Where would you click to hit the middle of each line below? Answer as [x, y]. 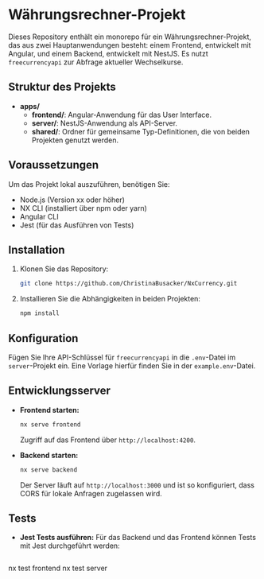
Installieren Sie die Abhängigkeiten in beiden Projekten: [110, 299]
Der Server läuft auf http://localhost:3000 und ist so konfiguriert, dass [137, 485]
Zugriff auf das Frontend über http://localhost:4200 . [108, 440]
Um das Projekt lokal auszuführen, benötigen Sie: [89, 184]
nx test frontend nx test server [58, 568]
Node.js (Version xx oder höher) [72, 200]
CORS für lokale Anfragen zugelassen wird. [91, 493]
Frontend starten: [49, 410]
